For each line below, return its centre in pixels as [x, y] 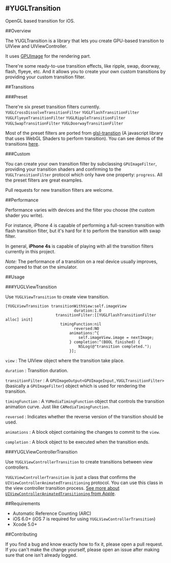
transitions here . [22, 144]
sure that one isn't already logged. [41, 555]
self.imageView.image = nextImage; [116, 337]
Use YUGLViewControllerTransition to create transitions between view [79, 461]
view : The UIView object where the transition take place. [65, 360]
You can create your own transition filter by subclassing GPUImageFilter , [81, 164]
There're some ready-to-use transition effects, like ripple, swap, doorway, [83, 66]
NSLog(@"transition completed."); [115, 346]
